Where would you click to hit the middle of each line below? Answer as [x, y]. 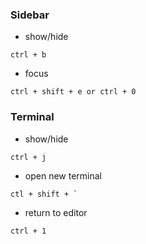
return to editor [56, 212]
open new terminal [63, 175]
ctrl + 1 [28, 231]
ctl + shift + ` [44, 194]
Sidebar [30, 15]
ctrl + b [28, 55]
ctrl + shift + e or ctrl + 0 [73, 92]
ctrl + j [28, 157]
